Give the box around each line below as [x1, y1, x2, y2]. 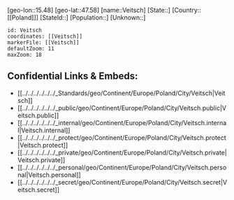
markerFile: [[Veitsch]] [7, 39, 80, 46]
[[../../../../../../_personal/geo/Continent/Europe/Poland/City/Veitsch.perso [17, 163, 227, 171]
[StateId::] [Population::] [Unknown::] [39, 13, 146, 22]
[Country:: [172, 6, 201, 14]
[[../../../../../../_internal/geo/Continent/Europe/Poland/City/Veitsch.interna [17, 118, 227, 127]
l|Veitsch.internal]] [17, 126, 71, 134]
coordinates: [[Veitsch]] [7, 33, 82, 40]
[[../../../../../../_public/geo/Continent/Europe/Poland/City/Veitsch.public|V [17, 103, 227, 112]
